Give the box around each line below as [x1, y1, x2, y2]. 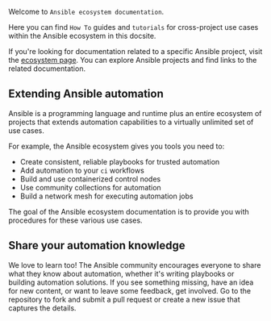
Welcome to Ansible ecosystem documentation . [8, 7, 165, 16]
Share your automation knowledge [8, 239, 186, 252]
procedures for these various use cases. [8, 215, 143, 225]
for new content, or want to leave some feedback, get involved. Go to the [8, 286, 252, 295]
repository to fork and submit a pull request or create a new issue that [8, 294, 240, 304]
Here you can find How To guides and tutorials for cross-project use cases [8, 23, 259, 31]
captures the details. [8, 302, 77, 313]
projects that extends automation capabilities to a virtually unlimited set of [8, 117, 254, 127]
